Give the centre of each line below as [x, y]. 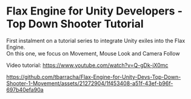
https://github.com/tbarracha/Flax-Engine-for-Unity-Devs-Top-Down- [94, 77]
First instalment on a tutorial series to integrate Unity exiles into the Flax [96, 40]
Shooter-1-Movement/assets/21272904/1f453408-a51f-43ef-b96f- [90, 83]
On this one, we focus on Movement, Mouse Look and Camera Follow [93, 53]
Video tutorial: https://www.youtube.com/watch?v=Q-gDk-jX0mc [87, 65]
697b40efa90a [25, 89]
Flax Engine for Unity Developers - [95, 11]
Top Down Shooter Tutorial [75, 24]
